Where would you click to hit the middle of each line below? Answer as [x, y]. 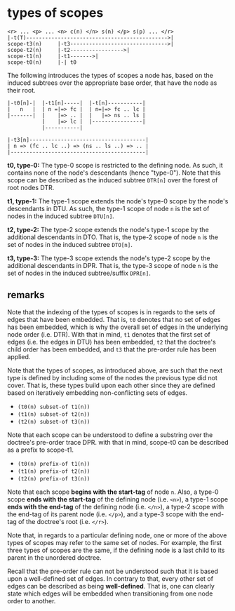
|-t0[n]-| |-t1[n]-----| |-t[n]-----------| [76, 103]
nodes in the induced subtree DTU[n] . [61, 216]
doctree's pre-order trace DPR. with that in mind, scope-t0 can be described [118, 442]
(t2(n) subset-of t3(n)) [54, 422]
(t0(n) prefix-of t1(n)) [54, 464]
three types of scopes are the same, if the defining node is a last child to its [116, 550]
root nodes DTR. [31, 187]
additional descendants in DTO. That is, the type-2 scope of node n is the [113, 237]
